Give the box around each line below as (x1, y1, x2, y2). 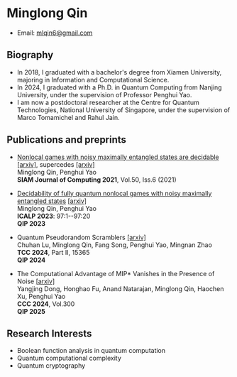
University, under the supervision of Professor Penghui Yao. (16, 90, 192, 99)
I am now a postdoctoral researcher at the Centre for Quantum (16, 98, 199, 106)
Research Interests (6, 327, 92, 339)
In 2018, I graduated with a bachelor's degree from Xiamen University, (16, 67, 222, 76)
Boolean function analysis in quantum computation (16, 346, 166, 355)
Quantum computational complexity (16, 354, 122, 363)
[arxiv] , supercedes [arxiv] (16, 160, 95, 168)
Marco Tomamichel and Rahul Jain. (16, 113, 120, 121)
